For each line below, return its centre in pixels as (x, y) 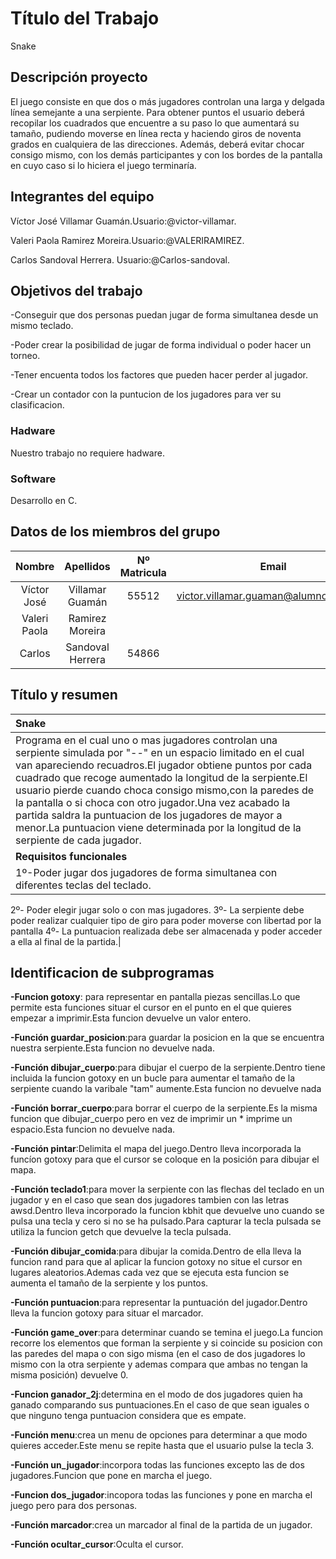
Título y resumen (64, 695)
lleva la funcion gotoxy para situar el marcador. (107, 1313)
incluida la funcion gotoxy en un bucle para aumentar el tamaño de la (152, 1078)
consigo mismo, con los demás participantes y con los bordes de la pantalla (166, 154)
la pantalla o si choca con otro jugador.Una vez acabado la (153, 802)
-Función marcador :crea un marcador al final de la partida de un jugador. (161, 1525)
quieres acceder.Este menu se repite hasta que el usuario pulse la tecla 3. (162, 1446)
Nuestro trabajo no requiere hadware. (87, 453)
